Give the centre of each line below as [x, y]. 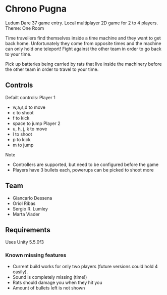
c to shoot [23, 112]
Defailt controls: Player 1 [30, 97]
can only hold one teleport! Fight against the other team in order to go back [83, 49]
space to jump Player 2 [36, 123]
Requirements [28, 230]
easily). [20, 272]
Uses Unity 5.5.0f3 [25, 242]
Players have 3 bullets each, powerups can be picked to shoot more [83, 170]
